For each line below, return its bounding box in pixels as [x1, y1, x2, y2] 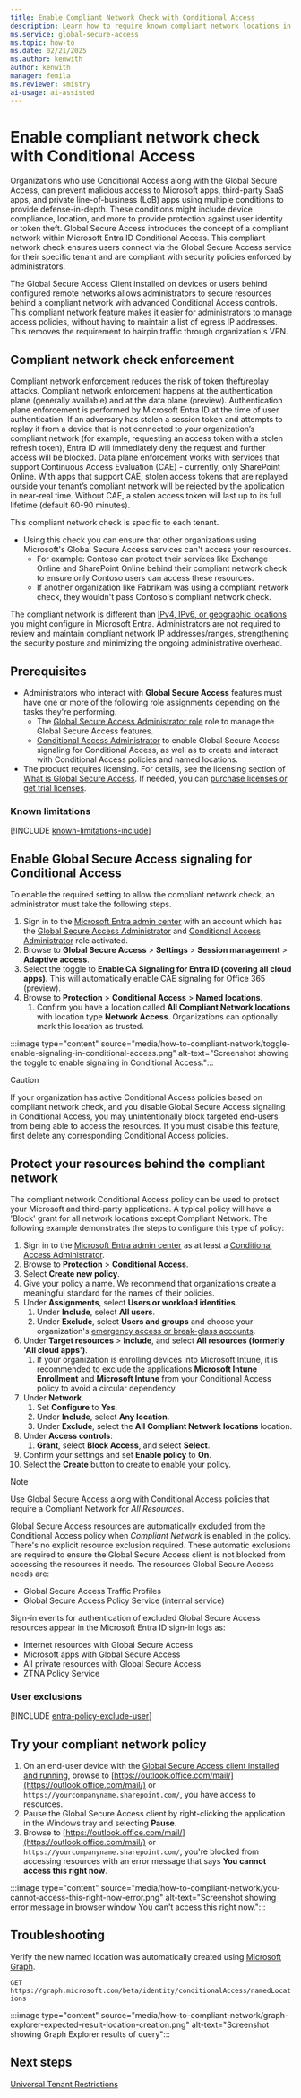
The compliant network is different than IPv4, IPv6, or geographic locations [10, 609, 288, 620]
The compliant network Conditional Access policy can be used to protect [10, 1193, 279, 1204]
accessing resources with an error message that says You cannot [22, 1856, 267, 1867]
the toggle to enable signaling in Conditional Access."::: [10, 1057, 214, 1068]
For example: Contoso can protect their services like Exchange [36, 553, 268, 565]
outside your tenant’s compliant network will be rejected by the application [10, 481, 285, 491]
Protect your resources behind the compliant [10, 1156, 266, 1171]
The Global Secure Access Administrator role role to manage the [36, 716, 275, 727]
